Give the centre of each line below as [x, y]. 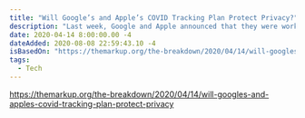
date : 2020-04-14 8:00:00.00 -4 [70, 34]
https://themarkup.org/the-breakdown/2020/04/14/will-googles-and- [139, 94]
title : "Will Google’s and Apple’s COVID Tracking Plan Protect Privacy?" [154, 18]
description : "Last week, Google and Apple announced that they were [144, 26]
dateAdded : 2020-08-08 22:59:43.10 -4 [83, 43]
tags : [20, 60]
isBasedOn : [30, 52]
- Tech [30, 69]
